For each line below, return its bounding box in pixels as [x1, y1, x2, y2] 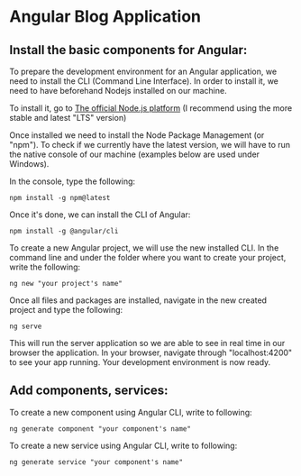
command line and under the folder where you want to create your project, [9, 252, 287, 262]
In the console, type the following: [9, 176, 136, 187]
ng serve [9, 322, 42, 331]
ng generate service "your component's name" [9, 457, 183, 466]
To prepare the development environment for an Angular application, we [9, 66, 278, 77]
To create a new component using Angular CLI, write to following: [9, 407, 252, 417]
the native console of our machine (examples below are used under [9, 149, 260, 160]
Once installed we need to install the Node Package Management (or [9, 130, 265, 141]
